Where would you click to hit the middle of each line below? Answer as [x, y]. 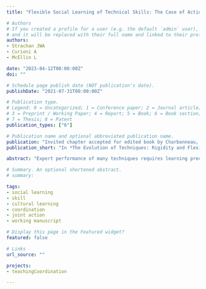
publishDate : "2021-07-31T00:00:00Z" [55, 91]
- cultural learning [33, 204]
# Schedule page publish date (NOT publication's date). [81, 85]
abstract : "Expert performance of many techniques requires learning [97, 159]
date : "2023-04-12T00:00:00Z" [45, 68]
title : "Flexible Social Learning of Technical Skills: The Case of [96, 12]
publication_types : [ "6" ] [39, 125]
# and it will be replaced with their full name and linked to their [97, 34]
